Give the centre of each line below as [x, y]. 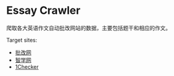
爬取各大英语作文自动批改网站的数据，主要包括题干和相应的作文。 [89, 28]
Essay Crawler [43, 11]
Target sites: [22, 40]
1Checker [27, 66]
